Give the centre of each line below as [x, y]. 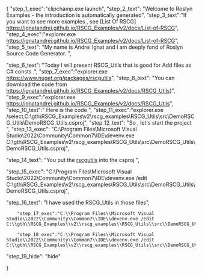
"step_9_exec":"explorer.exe [41, 97]
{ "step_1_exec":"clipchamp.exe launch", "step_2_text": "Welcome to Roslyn [99, 9]
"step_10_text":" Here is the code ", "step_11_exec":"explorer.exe [85, 110]
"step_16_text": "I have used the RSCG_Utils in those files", [78, 202]
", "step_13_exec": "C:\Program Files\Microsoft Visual [72, 129]
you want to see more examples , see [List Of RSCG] [71, 21]
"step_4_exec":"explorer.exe [41, 34]
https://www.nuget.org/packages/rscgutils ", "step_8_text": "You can [90, 78]
